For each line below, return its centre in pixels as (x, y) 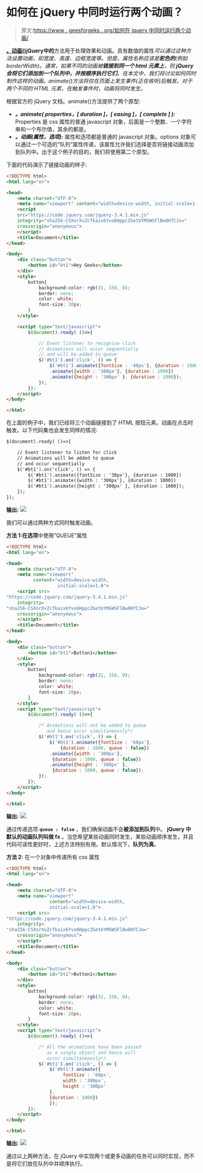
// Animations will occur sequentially (88, 349)
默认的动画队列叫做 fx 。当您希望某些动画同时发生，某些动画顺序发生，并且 (100, 837)
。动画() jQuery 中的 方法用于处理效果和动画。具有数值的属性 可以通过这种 (96, 50)
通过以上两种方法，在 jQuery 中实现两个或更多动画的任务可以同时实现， (95, 1156)
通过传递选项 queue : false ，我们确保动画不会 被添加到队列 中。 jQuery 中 (99, 829)
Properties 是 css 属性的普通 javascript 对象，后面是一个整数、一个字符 (103, 121)
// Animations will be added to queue (66, 458)
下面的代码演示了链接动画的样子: (47, 164)
